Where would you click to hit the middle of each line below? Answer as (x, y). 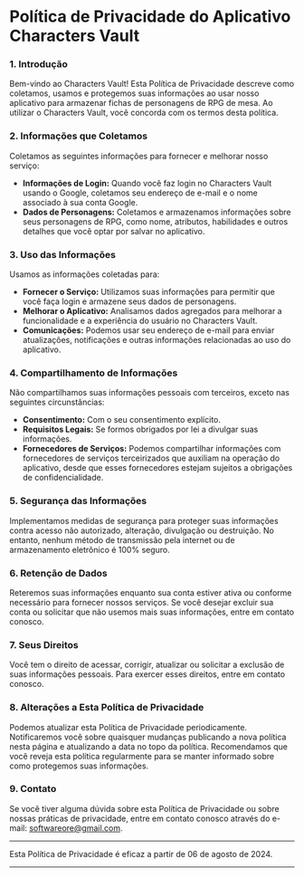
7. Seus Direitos (44, 644)
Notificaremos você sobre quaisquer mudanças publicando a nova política (148, 737)
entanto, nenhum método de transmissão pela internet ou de (122, 539)
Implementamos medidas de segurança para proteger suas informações (144, 520)
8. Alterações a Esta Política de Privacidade (107, 708)
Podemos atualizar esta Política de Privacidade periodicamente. (128, 727)
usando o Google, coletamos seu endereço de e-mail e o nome (140, 193)
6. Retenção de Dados (58, 573)
